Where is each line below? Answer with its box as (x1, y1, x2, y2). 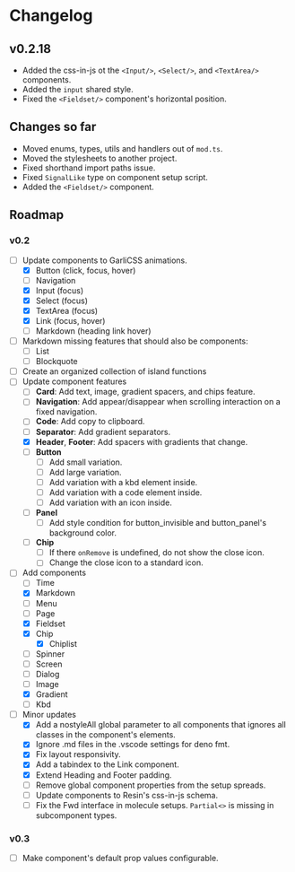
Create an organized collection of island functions (22, 366, 207, 377)
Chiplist (48, 638, 78, 649)
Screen (35, 658, 63, 669)
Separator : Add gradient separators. (35, 426, 171, 437)
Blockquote (35, 356, 78, 367)
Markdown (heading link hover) (35, 325, 152, 336)
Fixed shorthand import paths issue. (22, 162, 156, 173)
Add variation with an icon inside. (48, 497, 172, 508)
